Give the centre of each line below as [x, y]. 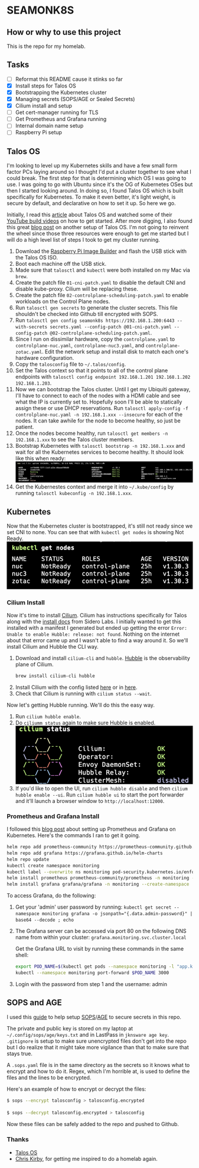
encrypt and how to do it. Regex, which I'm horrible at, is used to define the [98, 1071]
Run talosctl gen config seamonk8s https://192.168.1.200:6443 [95, 320]
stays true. [20, 1053]
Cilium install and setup [44, 106]
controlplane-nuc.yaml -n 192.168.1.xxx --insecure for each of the [99, 415]
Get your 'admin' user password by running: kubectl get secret [93, 907]
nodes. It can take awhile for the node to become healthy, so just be [98, 421]
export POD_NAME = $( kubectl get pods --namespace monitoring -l [95, 967]
